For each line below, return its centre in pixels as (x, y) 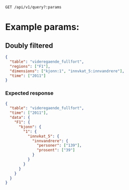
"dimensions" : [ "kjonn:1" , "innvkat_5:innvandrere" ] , (67, 71)
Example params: (42, 27)
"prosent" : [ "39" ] (56, 150)
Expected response (29, 93)
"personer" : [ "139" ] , (59, 145)
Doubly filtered (29, 45)
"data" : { (20, 118)
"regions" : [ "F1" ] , (30, 66)
